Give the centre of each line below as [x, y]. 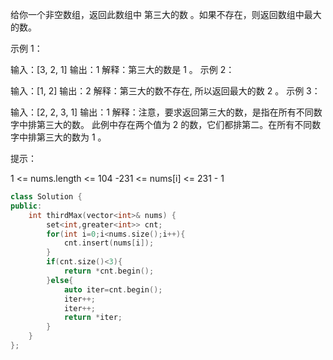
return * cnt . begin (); [109, 271]
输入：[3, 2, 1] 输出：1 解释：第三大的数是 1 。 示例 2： [122, 69]
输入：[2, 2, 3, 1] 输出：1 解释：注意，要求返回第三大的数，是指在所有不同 [162, 112]
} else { [60, 280]
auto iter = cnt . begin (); [113, 289]
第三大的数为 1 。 [71, 137]
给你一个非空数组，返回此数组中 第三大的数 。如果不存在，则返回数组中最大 [166, 14]
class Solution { [46, 197]
